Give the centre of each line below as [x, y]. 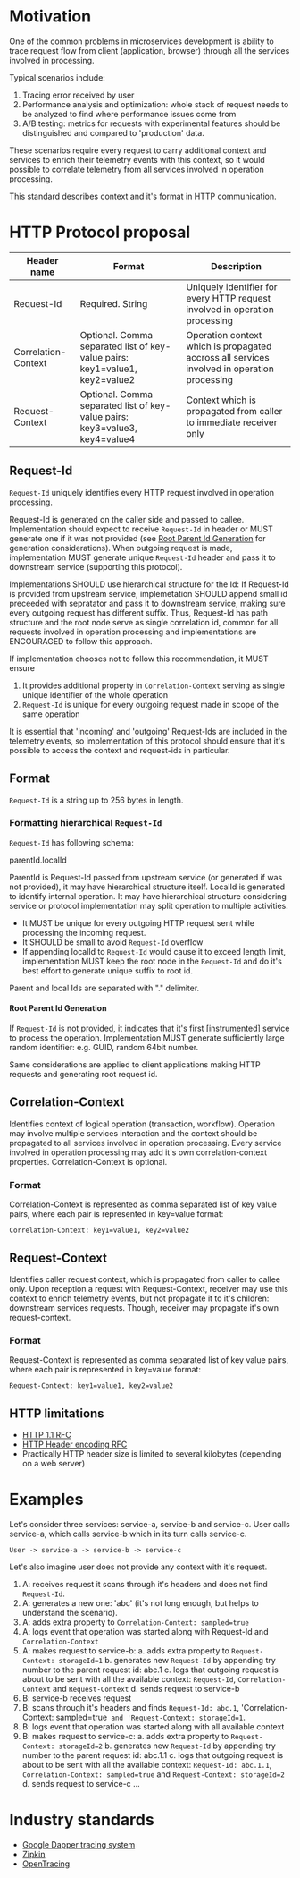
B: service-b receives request [77, 1698]
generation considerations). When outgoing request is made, [121, 548]
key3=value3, [109, 428]
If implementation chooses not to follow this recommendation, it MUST [139, 659]
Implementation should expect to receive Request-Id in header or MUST [142, 529]
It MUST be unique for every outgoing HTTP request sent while [138, 922]
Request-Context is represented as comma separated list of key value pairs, [149, 1360]
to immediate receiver [232, 422]
